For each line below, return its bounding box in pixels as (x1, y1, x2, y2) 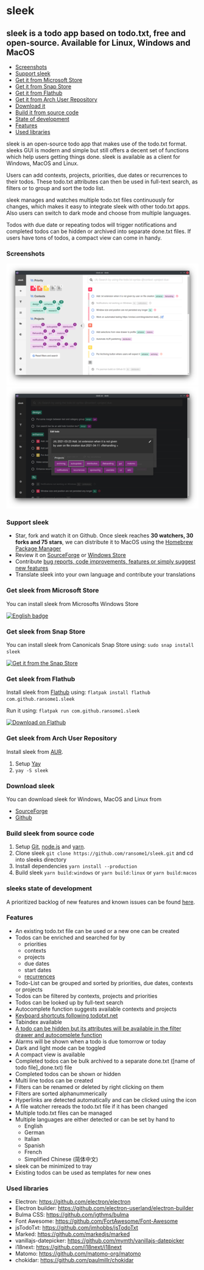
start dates (24, 966, 52, 973)
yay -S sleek (15, 767, 49, 773)
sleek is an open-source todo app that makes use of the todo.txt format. (6, 140, 187, 147)
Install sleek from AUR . (6, 748, 64, 755)
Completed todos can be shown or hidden (15, 1070, 121, 1077)
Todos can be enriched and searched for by (15, 934, 126, 941)
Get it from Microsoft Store (15, 76, 83, 83)
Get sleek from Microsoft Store (6, 586, 99, 595)
